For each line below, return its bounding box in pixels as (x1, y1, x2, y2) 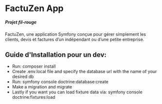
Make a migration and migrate (12, 84, 72, 89)
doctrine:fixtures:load (12, 94, 55, 100)
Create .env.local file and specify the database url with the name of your (12, 68, 157, 74)
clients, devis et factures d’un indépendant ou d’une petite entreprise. (5, 37, 144, 43)
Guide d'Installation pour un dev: (5, 50, 107, 59)
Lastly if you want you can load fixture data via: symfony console (12, 89, 143, 95)
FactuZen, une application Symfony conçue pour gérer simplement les (5, 31, 146, 37)
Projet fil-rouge (5, 19, 37, 25)
